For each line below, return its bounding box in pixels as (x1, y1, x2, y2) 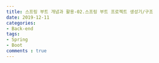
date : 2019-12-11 (6, 14, 50, 20)
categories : (6, 20, 36, 26)
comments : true (6, 48, 47, 54)
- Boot (6, 43, 23, 49)
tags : (6, 31, 20, 37)
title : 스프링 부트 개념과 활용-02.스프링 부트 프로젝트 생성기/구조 (6, 8, 154, 15)
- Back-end (6, 25, 34, 32)
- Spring (6, 37, 28, 43)
